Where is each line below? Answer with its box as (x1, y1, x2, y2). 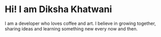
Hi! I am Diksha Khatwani (5, 4, 112, 15)
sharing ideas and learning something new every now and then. (5, 25, 138, 31)
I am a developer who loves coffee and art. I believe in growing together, (5, 20, 156, 26)
